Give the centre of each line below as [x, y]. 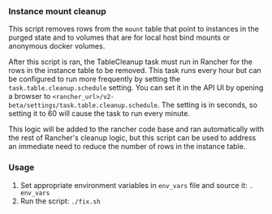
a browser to [30, 96]
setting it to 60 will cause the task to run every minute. [99, 113]
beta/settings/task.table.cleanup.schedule [83, 106]
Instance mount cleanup [58, 11]
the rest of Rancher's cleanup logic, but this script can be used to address [132, 138]
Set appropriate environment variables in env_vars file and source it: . [136, 185]
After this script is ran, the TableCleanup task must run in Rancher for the [131, 62]
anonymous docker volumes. [57, 46]
